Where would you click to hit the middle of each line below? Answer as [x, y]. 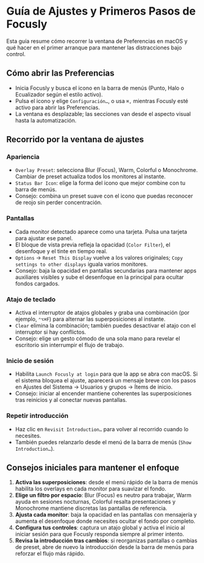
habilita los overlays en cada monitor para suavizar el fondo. [90, 489]
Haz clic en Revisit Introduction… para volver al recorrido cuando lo [102, 429]
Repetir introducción [37, 416]
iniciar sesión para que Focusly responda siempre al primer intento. [100, 534]
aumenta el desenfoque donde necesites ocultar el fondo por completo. [105, 521]
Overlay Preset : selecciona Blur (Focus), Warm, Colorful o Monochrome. [106, 170]
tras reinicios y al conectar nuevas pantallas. [71, 400]
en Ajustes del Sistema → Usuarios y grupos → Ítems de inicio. [94, 387]
